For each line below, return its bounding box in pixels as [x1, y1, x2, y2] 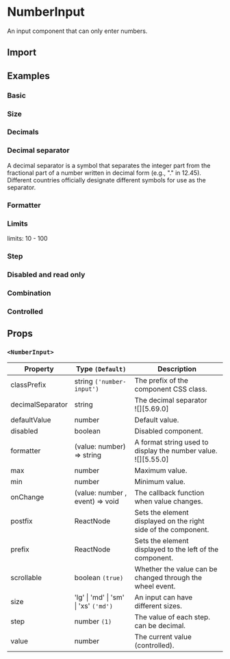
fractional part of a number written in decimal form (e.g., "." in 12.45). [7, 169, 202, 177]
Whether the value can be [134, 564, 218, 574]
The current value [134, 632, 192, 642]
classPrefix [10, 380, 47, 390]
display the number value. [134, 446, 218, 456]
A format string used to [134, 438, 209, 447]
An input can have [134, 592, 193, 602]
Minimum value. [134, 477, 186, 487]
